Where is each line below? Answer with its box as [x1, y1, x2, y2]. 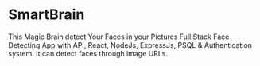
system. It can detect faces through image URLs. [8, 49, 169, 58]
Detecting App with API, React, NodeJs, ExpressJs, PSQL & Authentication [8, 40, 253, 49]
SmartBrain [8, 6, 85, 24]
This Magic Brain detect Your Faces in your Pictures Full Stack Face [8, 32, 230, 41]
